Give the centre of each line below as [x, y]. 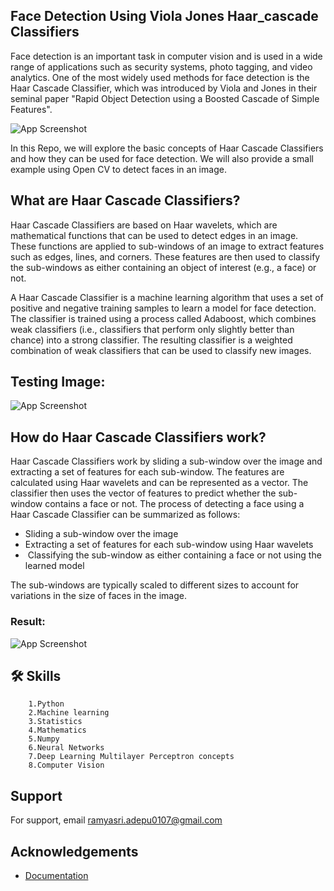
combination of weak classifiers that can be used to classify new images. [161, 350]
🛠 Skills [36, 675]
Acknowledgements [74, 851]
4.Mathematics [57, 730]
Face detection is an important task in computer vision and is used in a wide [166, 56]
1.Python [46, 704]
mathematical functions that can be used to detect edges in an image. [154, 235]
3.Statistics [55, 722]
